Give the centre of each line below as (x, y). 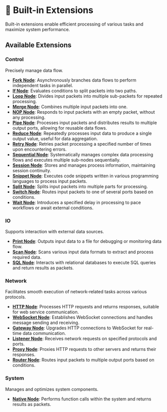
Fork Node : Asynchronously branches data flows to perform (74, 80)
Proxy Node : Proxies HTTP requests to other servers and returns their (84, 349)
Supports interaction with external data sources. (55, 231)
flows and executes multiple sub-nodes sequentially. (66, 160)
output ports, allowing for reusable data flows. (60, 128)
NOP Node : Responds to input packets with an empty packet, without (84, 112)
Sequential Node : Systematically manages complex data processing (83, 154)
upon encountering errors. (39, 149)
